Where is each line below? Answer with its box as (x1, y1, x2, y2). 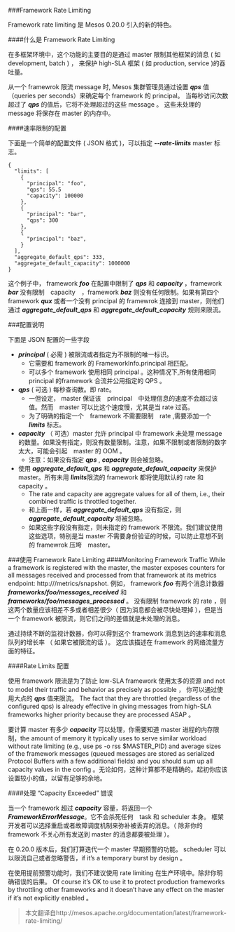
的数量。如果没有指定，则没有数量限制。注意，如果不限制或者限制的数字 (17, 438, 227, 446)
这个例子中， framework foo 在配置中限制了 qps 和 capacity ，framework (8, 279, 222, 287)
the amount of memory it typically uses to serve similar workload (20, 734, 207, 743)
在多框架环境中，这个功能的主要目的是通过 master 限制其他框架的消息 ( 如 (8, 51, 221, 58)
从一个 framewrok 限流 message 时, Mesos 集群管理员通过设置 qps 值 (8, 83, 209, 91)
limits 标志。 (28, 420, 66, 429)
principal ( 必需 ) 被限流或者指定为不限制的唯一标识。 (17, 350, 173, 359)
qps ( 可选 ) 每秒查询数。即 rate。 (17, 385, 115, 394)
